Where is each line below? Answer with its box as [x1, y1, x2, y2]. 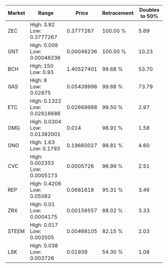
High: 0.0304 [29, 118, 61, 125]
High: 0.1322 [29, 98, 61, 104]
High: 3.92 [29, 21, 55, 28]
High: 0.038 [29, 242, 58, 249]
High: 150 [29, 63, 54, 69]
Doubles [139, 7, 160, 13]
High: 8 [29, 77, 47, 84]
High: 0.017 [29, 221, 58, 228]
